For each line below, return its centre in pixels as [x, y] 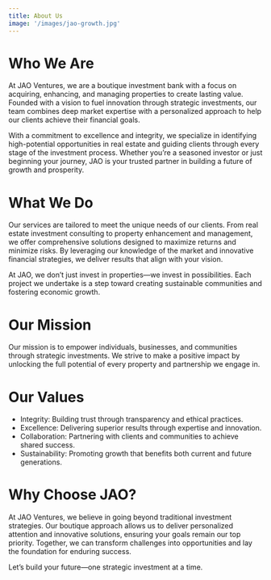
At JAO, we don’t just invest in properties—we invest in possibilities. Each [130, 275]
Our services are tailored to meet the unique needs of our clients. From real [133, 225]
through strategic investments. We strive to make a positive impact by [124, 355]
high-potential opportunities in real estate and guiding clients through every [134, 144]
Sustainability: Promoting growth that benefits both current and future [136, 454]
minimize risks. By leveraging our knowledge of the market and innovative [131, 250]
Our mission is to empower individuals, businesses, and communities [123, 347]
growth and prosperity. [46, 170]
